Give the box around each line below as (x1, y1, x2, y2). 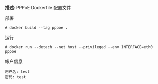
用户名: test (5, 69, 30, 74)
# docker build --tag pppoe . (5, 25, 68, 30)
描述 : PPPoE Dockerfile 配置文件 (5, 5, 71, 10)
